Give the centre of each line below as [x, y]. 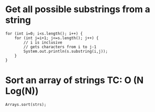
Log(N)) [22, 91]
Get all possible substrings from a [78, 9]
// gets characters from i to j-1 [60, 47]
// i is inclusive [43, 42]
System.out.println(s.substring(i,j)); [66, 51]
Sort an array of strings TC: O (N [74, 80]
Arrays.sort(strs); [26, 104]
